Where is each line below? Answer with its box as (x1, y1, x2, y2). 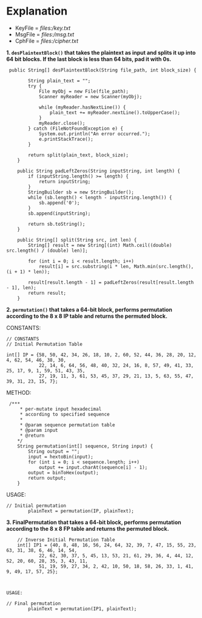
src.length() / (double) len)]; (6, 247, 88, 254)
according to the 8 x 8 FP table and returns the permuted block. (6, 525, 169, 532)
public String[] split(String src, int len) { (17, 237, 137, 243)
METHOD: (6, 389, 32, 396)
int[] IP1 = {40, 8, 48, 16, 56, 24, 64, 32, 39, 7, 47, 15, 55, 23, (17, 542, 197, 548)
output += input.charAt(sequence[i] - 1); (38, 464, 148, 471)
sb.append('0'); (38, 200, 80, 206)
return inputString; (38, 178, 91, 184)
